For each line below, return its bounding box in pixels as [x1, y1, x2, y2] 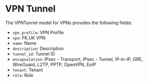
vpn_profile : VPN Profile [12, 29, 64, 35]
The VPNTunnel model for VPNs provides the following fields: [5, 20, 132, 26]
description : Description [12, 45, 64, 51]
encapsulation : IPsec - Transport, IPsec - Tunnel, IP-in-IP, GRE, [12, 56, 143, 62]
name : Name [12, 40, 37, 46]
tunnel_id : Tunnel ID [12, 51, 55, 57]
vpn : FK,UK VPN [12, 35, 46, 41]
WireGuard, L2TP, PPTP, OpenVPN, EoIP [12, 61, 96, 67]
